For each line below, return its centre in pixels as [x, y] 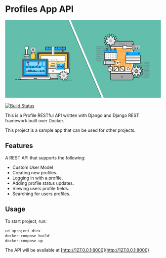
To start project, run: [26, 221]
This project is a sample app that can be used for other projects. [70, 130]
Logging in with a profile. [38, 178]
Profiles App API [40, 9]
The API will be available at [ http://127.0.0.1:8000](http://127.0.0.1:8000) [77, 250]
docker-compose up [24, 241]
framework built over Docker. [35, 120]
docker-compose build [27, 236]
